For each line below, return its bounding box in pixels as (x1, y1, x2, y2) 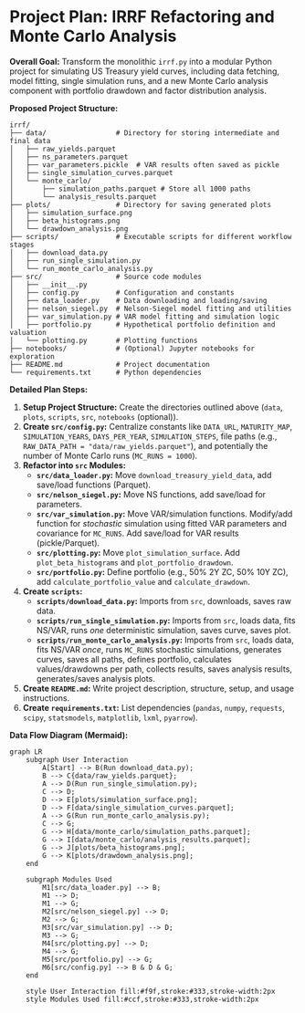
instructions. (22, 692, 70, 704)
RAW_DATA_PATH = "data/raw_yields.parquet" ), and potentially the (22, 440, 268, 451)
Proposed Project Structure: (9, 102, 119, 113)
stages (9, 240, 35, 249)
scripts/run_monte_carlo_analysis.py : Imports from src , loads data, (36, 634, 294, 645)
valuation (9, 328, 47, 337)
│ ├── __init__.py (9, 280, 89, 289)
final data (9, 136, 51, 145)
